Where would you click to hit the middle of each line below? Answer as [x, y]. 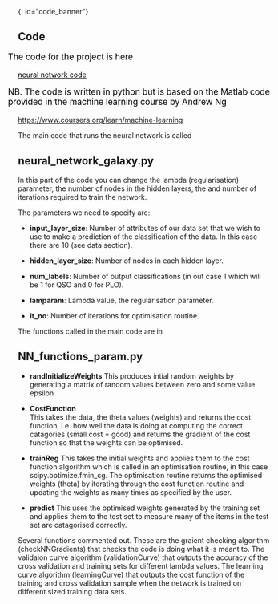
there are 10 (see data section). [81, 245]
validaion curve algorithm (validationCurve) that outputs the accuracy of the [143, 557]
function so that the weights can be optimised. [106, 442]
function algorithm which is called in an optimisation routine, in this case [149, 466]
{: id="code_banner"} [53, 12]
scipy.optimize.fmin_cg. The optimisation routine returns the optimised [146, 475]
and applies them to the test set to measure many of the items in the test [149, 516]
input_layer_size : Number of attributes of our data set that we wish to [145, 229]
